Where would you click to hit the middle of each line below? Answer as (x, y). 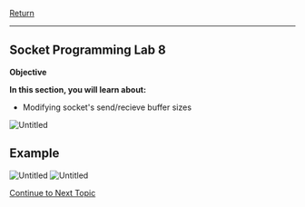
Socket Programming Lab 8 (88, 50)
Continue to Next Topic (53, 192)
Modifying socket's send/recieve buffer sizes (107, 107)
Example (34, 153)
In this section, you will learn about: (78, 89)
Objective (28, 72)
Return (22, 13)
